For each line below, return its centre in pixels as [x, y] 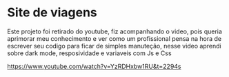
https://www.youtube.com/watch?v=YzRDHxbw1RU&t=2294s [94, 66]
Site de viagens [52, 13]
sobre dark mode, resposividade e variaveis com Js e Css [89, 53]
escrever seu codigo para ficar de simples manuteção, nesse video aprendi [114, 46]
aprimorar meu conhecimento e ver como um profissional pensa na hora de [114, 38]
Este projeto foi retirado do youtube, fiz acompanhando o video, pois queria [115, 31]
